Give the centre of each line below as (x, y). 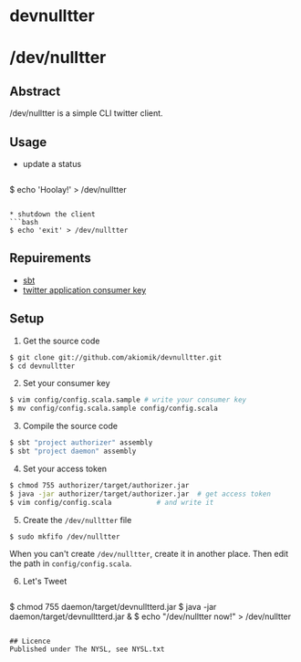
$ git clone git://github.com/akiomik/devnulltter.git (116, 357)
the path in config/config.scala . (71, 563)
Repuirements (50, 258)
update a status (52, 164)
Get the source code (61, 341)
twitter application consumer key (84, 289)
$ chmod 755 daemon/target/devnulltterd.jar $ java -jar (113, 607)
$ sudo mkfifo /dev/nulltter (65, 536)
